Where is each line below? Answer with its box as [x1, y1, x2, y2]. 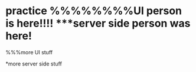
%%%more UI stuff [5, 48, 53, 55]
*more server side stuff [5, 60, 63, 67]
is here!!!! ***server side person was [5, 17, 191, 30]
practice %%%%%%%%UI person [5, 4, 182, 18]
